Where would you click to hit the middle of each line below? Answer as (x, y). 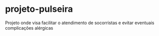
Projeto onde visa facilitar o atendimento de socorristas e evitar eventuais (80, 23)
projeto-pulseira (39, 9)
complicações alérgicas (29, 28)
